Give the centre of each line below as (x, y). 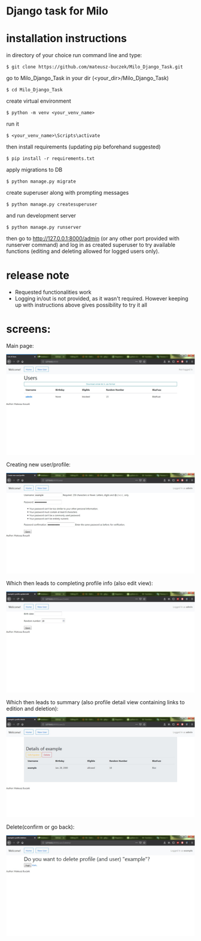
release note (38, 276)
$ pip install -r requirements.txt (51, 159)
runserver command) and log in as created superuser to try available (91, 245)
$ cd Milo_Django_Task (34, 90)
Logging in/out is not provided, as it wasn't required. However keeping (101, 299)
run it (13, 124)
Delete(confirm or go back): (40, 827)
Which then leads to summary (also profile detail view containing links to (96, 702)
